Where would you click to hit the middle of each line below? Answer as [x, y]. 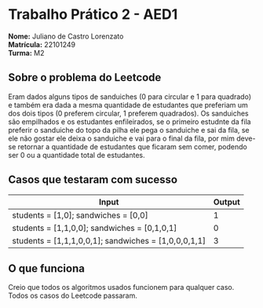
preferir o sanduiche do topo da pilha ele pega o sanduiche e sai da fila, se [129, 130]
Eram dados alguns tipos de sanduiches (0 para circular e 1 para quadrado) [130, 97]
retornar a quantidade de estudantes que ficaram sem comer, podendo [132, 146]
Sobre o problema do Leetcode [85, 77]
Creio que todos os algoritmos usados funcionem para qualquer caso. [121, 288]
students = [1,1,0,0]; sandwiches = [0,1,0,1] [95, 228]
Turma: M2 [26, 53]
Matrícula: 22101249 [42, 44]
